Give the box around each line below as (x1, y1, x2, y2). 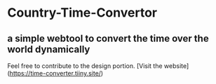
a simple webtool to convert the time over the (7, 33, 209, 44)
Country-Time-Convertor (7, 5, 158, 21)
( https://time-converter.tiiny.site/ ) (7, 69, 104, 77)
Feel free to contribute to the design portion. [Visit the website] (7, 62, 189, 70)
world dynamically (7, 43, 90, 55)
